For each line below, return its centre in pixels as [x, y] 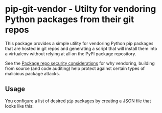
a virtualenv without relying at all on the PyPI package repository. [70, 54]
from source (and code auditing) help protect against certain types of [75, 68]
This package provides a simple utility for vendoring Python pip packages [79, 43]
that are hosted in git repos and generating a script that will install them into [81, 48]
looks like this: [20, 106]
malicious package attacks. [33, 73]
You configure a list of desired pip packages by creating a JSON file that [78, 101]
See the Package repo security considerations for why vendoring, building [80, 63]
